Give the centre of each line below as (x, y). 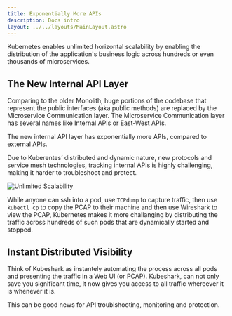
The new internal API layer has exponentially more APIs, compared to (107, 137)
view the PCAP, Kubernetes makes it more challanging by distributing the (113, 215)
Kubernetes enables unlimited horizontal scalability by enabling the (104, 47)
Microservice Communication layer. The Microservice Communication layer (116, 116)
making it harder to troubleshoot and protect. (72, 173)
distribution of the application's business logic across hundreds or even (111, 54)
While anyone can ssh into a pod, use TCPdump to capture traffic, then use (112, 200)
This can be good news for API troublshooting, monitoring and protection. (114, 305)
